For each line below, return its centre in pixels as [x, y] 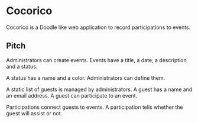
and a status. [22, 66]
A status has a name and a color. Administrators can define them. [86, 77]
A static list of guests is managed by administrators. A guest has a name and [99, 89]
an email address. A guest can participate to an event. [72, 95]
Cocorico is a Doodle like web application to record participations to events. [98, 27]
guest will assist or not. [34, 113]
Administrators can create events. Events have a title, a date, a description [97, 60]
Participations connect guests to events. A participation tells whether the [95, 107]
